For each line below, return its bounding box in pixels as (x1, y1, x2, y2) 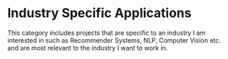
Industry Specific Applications (7, 5, 192, 21)
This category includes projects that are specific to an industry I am (7, 28, 206, 37)
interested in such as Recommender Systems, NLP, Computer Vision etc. (7, 36, 221, 44)
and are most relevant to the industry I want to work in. (7, 43, 168, 52)
